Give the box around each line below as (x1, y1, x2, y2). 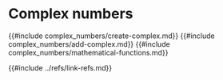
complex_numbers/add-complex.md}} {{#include (8, 39, 170, 48)
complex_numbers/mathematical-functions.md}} (8, 48, 169, 57)
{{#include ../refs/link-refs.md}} (8, 63, 113, 72)
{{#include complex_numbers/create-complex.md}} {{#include (8, 31, 215, 40)
